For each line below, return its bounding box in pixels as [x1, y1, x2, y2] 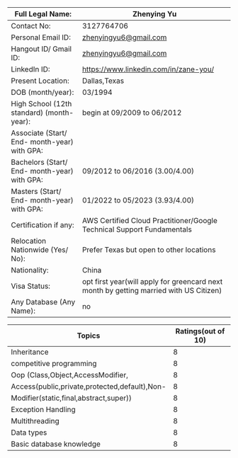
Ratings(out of [175, 326, 225, 336]
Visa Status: [11, 281, 51, 291]
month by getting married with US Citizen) [81, 286, 222, 295]
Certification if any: [11, 220, 74, 229]
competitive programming [11, 359, 97, 368]
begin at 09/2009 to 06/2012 [81, 108, 182, 118]
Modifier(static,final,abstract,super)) [11, 393, 132, 403]
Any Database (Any [11, 297, 76, 307]
